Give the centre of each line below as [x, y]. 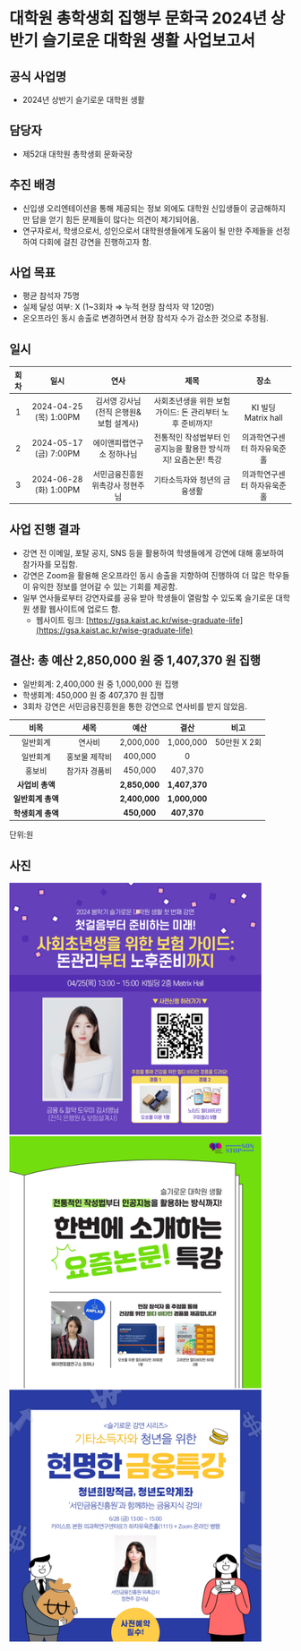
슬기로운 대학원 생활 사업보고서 [148, 41]
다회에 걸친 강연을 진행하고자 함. [95, 242]
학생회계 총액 [36, 813]
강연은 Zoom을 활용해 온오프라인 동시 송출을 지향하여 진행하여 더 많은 [144, 575]
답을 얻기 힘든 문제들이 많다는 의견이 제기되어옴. [116, 219]
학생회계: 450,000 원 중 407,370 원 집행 [93, 695]
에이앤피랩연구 [118, 443]
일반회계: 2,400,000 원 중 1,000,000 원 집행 [100, 684]
